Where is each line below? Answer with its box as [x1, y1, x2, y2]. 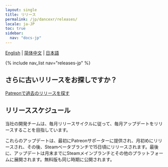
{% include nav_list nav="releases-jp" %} [5, 60, 91, 66]
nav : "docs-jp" [10, 36, 42, 41]
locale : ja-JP [5, 21, 35, 27]
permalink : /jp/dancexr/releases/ [5, 17, 78, 22]
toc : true [5, 26, 26, 31]
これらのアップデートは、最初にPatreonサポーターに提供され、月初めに [5, 137, 154, 143]
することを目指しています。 [14, 127, 71, 133]
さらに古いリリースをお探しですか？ [5, 76, 117, 85]
